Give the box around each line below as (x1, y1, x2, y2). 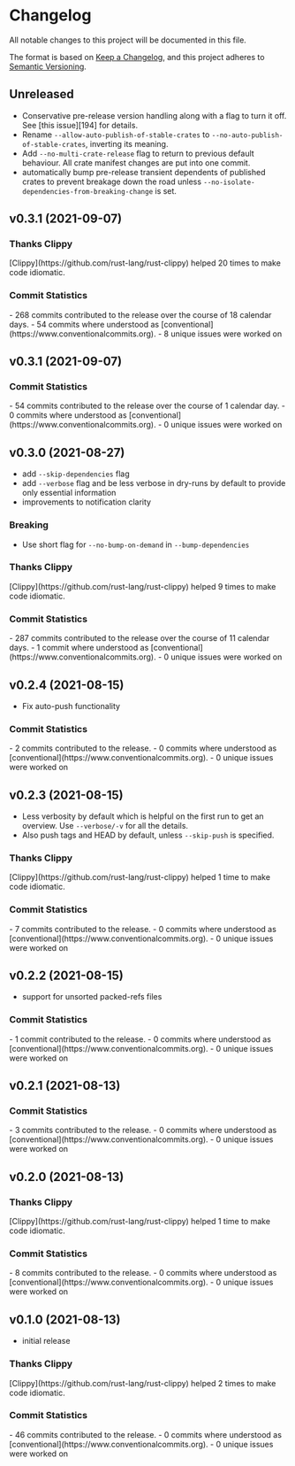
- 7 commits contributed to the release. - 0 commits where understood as (9, 923, 276, 934)
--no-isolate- (202, 178, 255, 187)
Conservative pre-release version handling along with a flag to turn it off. (21, 110, 287, 120)
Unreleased (9, 87, 75, 102)
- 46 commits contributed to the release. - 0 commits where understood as (9, 1429, 283, 1439)
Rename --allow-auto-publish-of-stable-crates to (21, 129, 210, 140)
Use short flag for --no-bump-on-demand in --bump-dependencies (21, 539, 250, 550)
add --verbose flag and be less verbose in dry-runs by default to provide (21, 478, 286, 489)
